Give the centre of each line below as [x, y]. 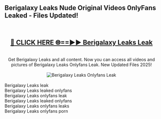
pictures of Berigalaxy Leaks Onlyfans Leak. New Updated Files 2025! [81, 65]
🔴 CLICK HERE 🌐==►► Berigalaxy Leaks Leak [81, 42]
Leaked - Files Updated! [41, 16]
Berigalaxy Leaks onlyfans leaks [37, 106]
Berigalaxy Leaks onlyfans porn [36, 111]
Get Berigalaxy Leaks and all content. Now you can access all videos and [81, 59]
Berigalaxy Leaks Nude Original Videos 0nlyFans [80, 8]
